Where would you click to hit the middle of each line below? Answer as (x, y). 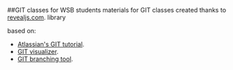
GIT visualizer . (38, 52)
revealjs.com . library (37, 17)
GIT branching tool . (45, 59)
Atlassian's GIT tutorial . (51, 44)
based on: (22, 31)
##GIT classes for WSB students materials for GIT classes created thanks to (117, 10)
